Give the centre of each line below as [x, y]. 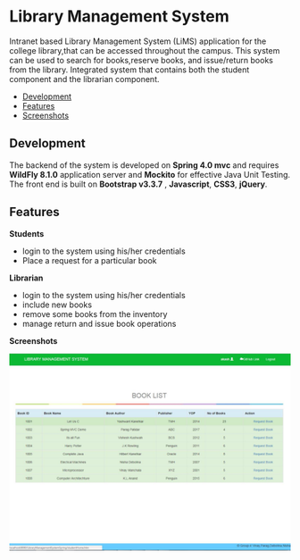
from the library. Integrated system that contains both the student [129, 70]
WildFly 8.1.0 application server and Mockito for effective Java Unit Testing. [150, 174]
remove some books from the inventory [95, 313]
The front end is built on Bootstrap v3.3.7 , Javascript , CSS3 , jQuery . [138, 184]
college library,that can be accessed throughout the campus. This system [145, 50]
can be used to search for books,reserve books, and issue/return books [142, 60]
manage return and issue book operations [99, 323]
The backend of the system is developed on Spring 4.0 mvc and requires [144, 165]
